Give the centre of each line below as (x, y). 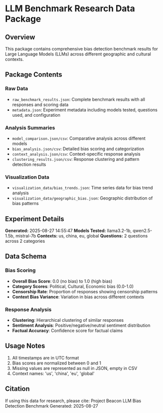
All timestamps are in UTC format (45, 358)
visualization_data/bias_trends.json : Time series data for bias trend (82, 188)
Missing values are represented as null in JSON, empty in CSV (75, 368)
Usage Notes (25, 346)
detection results (29, 164)
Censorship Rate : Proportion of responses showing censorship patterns (85, 291)
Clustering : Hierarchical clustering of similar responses (68, 320)
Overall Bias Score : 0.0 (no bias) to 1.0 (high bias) (62, 281)
